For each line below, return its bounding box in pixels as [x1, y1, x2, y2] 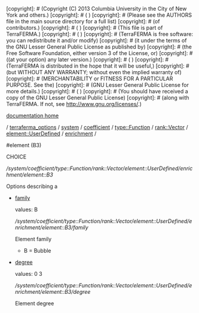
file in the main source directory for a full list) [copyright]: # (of [6, 18, 160, 25]
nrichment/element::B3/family [14, 224, 88, 231]
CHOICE [6, 153, 27, 160]
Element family [14, 236, 52, 242]
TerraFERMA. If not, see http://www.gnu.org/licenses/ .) [6, 101, 142, 107]
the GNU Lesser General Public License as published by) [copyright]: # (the [6, 43, 192, 50]
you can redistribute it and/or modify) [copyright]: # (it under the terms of [6, 37, 187, 44]
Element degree [14, 300, 54, 307]
